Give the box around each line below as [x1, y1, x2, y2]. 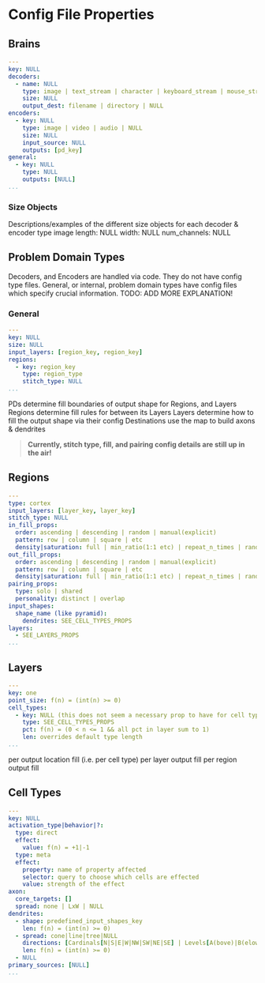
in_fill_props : [8, 522, 58, 529]
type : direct [15, 829, 58, 837]
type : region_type [22, 370, 83, 379]
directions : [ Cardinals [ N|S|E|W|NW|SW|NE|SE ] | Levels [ [22, 939, 211, 947]
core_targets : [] [15, 895, 73, 903]
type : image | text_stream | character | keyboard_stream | [22, 87, 224, 96]
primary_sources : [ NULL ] [8, 962, 90, 970]
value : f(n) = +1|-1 [22, 844, 90, 852]
